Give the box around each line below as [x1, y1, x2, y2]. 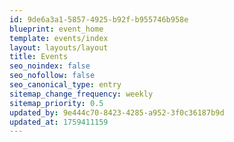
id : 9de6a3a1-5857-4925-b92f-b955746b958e [9, 14, 189, 25]
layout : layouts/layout [9, 42, 109, 53]
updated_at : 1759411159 [9, 117, 109, 127]
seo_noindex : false [9, 61, 91, 71]
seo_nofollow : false [9, 71, 96, 81]
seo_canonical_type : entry [9, 80, 122, 90]
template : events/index [9, 33, 109, 43]
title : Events [9, 52, 69, 62]
